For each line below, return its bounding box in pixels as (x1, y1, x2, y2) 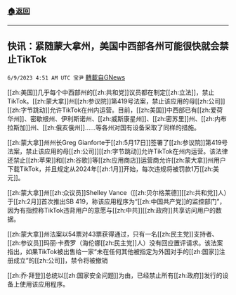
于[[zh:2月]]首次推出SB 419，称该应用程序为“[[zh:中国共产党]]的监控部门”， (7, 197, 226, 206)
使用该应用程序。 (19, 280, 69, 289)
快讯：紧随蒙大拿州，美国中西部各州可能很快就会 (7, 40, 220, 52)
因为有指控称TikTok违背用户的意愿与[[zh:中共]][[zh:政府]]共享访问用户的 (7, 206, 216, 215)
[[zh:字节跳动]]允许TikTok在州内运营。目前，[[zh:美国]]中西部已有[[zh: (7, 106, 211, 114)
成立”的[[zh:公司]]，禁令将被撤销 (13, 256, 108, 265)
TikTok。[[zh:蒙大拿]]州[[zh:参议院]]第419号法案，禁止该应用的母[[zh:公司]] (7, 97, 225, 106)
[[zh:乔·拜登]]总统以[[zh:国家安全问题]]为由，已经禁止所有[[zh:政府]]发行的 (7, 271, 223, 280)
